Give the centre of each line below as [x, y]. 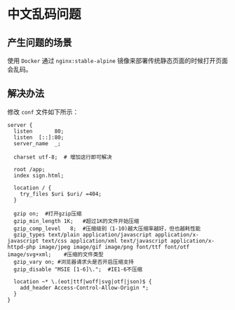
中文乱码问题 [45, 14]
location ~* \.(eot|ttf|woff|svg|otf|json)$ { [83, 281]
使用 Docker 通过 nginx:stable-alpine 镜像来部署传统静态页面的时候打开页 [115, 61]
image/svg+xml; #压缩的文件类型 [55, 254]
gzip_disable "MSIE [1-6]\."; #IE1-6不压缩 [78, 269]
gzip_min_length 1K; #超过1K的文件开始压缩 [76, 221]
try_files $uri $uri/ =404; [61, 194]
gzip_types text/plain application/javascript [83, 235]
